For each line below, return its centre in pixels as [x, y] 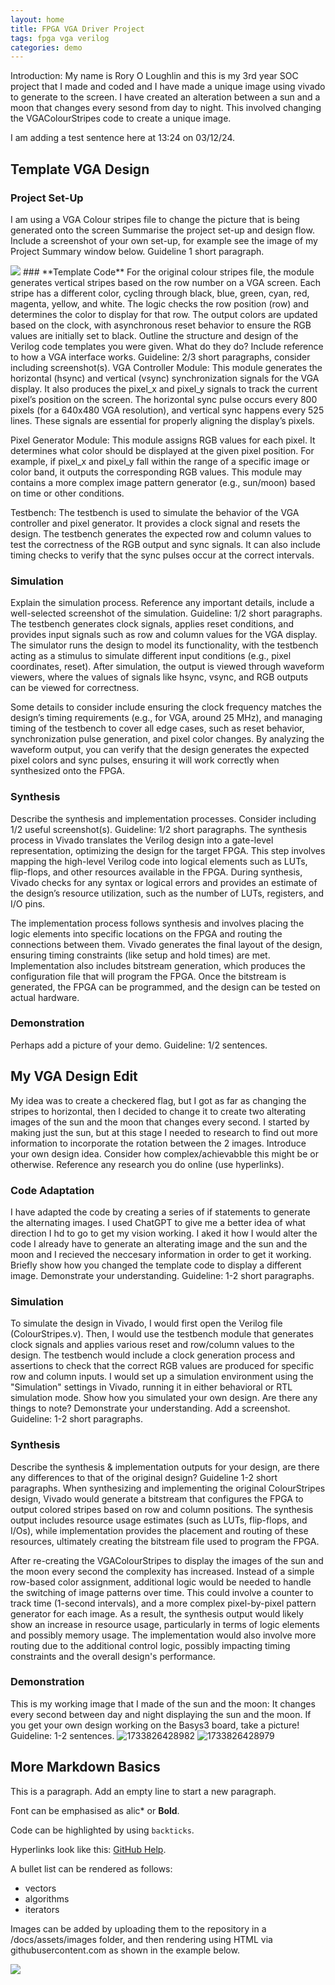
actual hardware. [45, 997]
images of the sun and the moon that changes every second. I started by [160, 1122]
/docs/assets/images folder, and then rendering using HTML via [141, 1939]
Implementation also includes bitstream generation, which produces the [158, 965]
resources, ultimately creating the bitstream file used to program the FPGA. [165, 1541]
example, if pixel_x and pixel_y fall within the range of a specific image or [160, 461]
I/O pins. [28, 903]
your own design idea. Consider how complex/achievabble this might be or [164, 1153]
